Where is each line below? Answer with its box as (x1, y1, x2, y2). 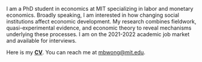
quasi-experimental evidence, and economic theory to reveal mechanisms (6, 24, 192, 31)
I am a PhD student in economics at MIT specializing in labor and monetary (6, 5, 194, 12)
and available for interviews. (6, 37, 77, 44)
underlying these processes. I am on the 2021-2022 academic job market (6, 31, 190, 38)
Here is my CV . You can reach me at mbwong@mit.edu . (6, 49, 146, 56)
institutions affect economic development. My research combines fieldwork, (6, 18, 197, 25)
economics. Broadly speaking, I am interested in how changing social (6, 11, 180, 19)
